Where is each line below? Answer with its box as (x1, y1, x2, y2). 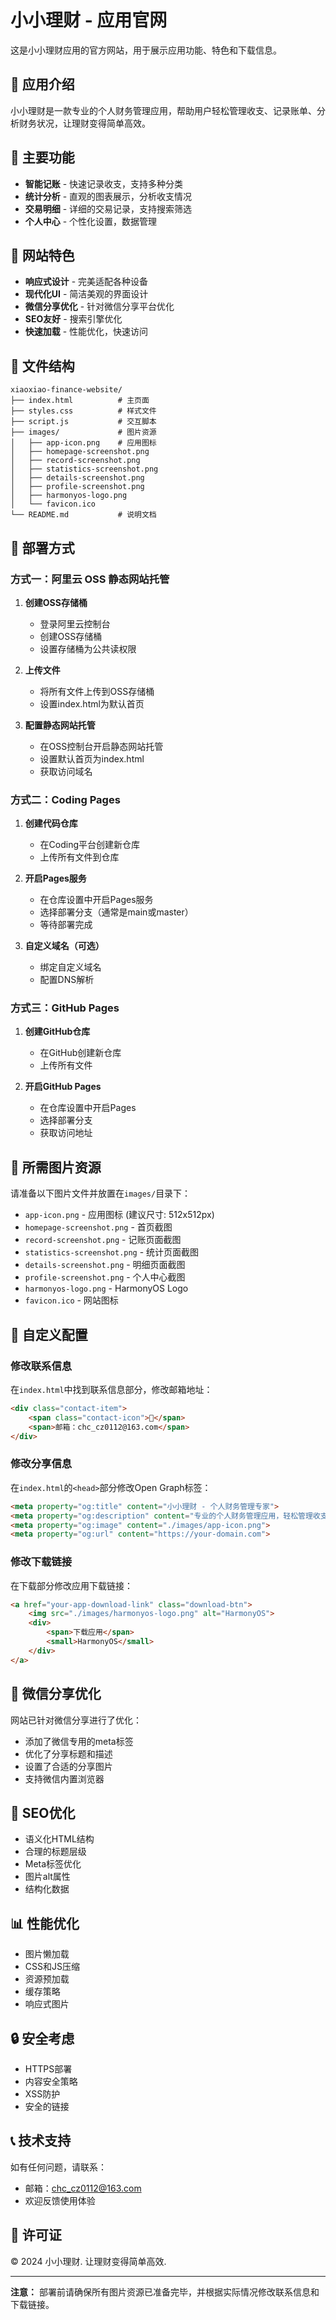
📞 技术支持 (10, 2132, 72, 2150)
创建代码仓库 (24, 817, 78, 830)
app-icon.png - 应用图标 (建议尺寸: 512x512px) (24, 1209, 215, 1221)
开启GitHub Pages (24, 1081, 102, 1093)
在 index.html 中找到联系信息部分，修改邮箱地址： (10, 1383, 213, 1395)
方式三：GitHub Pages (10, 1001, 120, 1015)
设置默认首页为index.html (39, 752, 145, 765)
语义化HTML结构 (24, 1833, 95, 1845)
